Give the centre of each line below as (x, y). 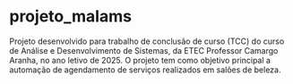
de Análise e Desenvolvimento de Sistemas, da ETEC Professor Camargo (144, 50)
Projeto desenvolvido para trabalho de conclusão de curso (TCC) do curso (147, 41)
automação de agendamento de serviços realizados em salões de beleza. (145, 70)
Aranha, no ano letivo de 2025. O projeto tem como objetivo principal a (140, 60)
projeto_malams (71, 17)
